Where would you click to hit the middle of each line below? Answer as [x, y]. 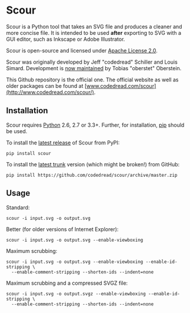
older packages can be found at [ [46, 85]
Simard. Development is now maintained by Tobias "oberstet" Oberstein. [94, 68]
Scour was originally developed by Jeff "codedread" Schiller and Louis [92, 62]
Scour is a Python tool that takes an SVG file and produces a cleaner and [94, 27]
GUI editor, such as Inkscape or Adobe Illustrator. [66, 39]
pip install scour [29, 153]
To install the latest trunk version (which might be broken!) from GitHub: [93, 164]
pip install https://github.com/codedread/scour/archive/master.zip [92, 175]
